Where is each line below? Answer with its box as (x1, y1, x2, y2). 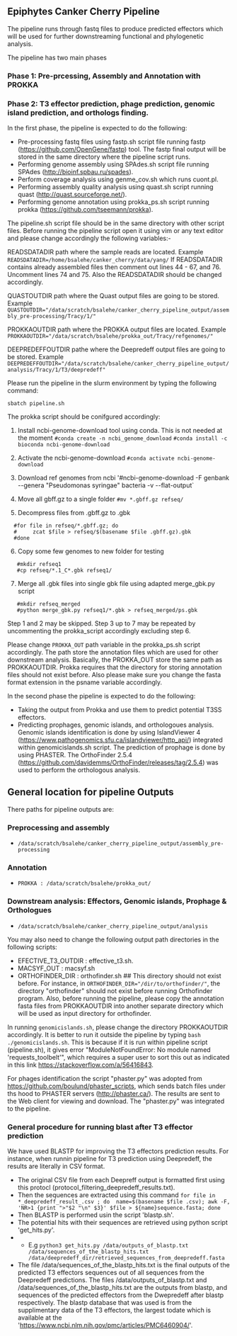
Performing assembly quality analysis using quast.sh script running (17, 183, 214, 191)
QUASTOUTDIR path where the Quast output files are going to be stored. (7, 292, 219, 300)
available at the (17, 1313, 62, 1322)
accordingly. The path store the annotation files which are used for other (7, 648, 219, 657)
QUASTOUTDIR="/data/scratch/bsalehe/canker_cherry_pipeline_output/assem (7, 307, 230, 314)
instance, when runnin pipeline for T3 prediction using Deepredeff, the (7, 1155, 212, 1163)
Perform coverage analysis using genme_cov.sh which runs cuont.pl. (17, 175, 219, 183)
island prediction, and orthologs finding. (7, 108, 149, 118)
